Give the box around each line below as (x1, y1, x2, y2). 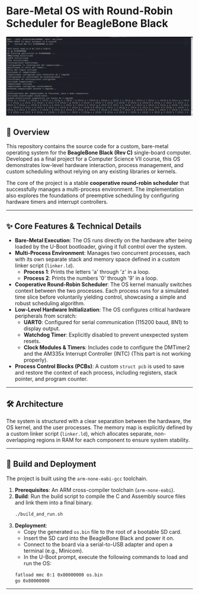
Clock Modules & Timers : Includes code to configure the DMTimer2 (23, 344, 191, 351)
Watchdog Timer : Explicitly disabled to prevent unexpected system (23, 331, 188, 338)
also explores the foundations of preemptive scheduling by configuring (6, 192, 179, 199)
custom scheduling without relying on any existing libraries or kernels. (6, 168, 177, 175)
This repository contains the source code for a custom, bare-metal (6, 143, 169, 150)
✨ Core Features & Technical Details (6, 221, 142, 231)
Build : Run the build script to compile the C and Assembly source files (14, 492, 186, 500)
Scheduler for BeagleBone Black (6, 17, 169, 30)
